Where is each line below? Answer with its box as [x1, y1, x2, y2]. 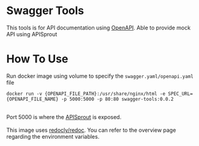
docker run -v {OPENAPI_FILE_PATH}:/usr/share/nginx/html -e [6, 90, 166, 97]
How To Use [6, 52, 69, 66]
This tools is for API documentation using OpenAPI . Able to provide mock [6, 24, 191, 31]
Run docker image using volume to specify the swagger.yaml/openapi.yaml [6, 72, 194, 80]
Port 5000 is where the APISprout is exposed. [6, 113, 122, 120]
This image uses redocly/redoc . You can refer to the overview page [6, 126, 176, 134]
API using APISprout [6, 30, 58, 37]
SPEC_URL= [168, 90, 193, 97]
